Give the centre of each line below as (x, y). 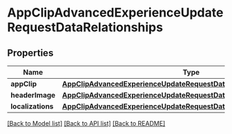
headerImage (33, 95)
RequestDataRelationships (85, 27)
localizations (32, 106)
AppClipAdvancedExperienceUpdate (115, 13)
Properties (30, 53)
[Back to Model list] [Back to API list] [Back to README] (86, 123)
